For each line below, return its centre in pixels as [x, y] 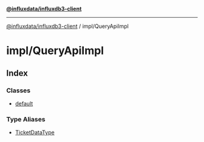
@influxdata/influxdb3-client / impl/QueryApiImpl [67, 26]
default [24, 103]
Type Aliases [26, 119]
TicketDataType [35, 132]
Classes [19, 90]
